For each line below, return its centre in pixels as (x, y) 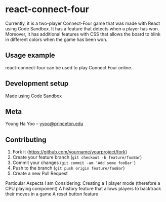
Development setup (37, 84)
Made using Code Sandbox (34, 96)
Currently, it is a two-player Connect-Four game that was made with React (83, 23)
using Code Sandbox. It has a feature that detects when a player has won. (82, 28)
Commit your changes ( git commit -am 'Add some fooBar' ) (74, 163)
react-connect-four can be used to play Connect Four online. (69, 67)
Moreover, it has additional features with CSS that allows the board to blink (83, 34)
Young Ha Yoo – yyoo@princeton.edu (44, 124)
